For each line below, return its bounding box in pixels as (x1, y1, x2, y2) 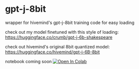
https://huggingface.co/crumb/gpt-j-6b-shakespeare (5, 34, 113, 40)
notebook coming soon (5, 58, 52, 64)
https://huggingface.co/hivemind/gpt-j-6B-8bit (5, 49, 100, 55)
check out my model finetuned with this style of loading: (5, 29, 119, 35)
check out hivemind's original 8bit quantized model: (5, 44, 110, 49)
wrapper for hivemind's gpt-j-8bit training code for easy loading (5, 20, 135, 25)
